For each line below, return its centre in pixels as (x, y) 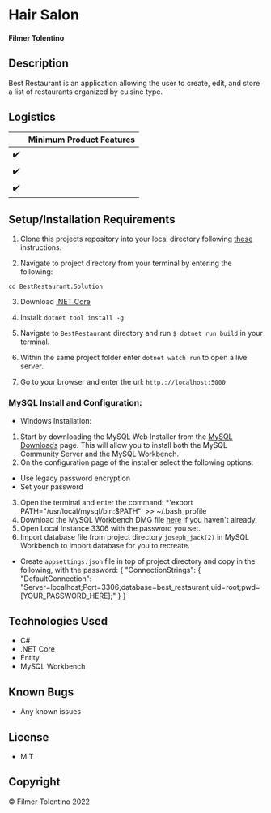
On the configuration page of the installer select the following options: (137, 462)
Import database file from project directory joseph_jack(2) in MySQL (135, 536)
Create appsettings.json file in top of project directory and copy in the (138, 561)
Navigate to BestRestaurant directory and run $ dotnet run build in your (141, 333)
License (29, 737)
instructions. (41, 247)
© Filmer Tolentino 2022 (49, 802)
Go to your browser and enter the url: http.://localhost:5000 (123, 382)
